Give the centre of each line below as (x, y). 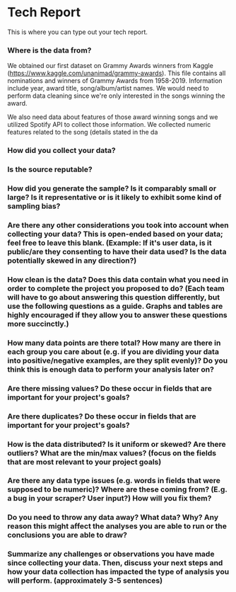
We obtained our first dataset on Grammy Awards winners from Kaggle (110, 66)
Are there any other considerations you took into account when (118, 225)
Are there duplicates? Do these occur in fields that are (102, 416)
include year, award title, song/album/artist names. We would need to (108, 89)
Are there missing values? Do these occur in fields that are (110, 388)
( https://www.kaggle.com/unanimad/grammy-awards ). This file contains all (117, 73)
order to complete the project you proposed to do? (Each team (116, 288)
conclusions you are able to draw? (67, 535)
